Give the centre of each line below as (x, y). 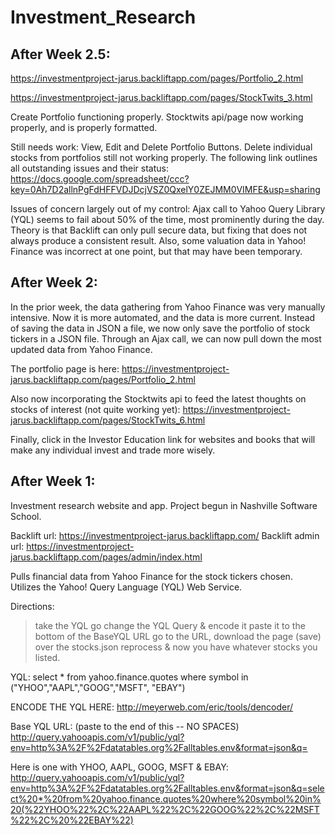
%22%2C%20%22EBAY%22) (72, 820)
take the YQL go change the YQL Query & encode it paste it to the (170, 625)
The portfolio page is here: (65, 368)
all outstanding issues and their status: (90, 168)
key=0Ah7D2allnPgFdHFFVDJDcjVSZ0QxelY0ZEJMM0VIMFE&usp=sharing (165, 189)
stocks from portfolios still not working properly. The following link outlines (164, 157)
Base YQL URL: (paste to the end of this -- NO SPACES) (125, 726)
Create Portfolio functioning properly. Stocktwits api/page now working (157, 117)
